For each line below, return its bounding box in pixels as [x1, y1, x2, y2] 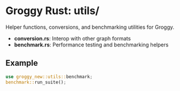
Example [5, 58, 38, 68]
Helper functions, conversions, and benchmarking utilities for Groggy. [5, 23, 175, 31]
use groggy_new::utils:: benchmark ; [5, 73, 93, 80]
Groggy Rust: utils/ [5, 4, 99, 18]
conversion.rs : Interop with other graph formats [14, 35, 131, 42]
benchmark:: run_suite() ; [5, 79, 66, 85]
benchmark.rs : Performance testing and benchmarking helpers [14, 41, 169, 48]
